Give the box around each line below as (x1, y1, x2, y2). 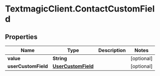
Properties (5, 33, 38, 41)
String (52, 55, 67, 62)
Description (98, 47, 126, 53)
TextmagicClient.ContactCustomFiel (5, 3, 155, 14)
